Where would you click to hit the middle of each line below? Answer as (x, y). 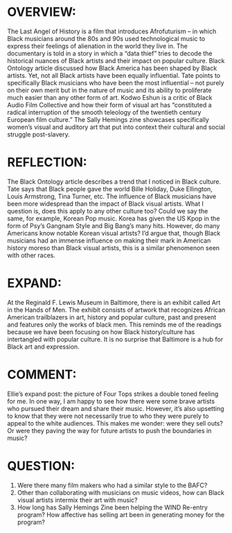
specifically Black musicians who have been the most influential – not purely (116, 82)
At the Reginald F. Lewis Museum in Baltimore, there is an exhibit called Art (114, 302)
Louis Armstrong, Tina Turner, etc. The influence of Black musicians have (112, 196)
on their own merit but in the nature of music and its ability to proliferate (109, 90)
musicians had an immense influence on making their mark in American (109, 241)
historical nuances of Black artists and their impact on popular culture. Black (116, 60)
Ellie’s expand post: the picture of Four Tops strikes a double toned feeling (113, 394)
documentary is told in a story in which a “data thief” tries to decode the (110, 53)
